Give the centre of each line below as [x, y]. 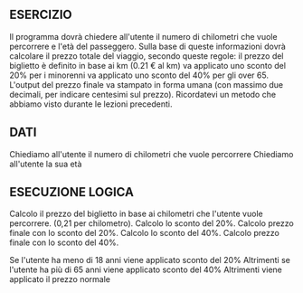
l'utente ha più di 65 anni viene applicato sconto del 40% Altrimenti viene [146, 269]
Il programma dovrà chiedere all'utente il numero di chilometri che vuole [143, 36]
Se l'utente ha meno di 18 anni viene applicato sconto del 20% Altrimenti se [150, 260]
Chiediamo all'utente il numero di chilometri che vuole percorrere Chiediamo [151, 154]
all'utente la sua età [46, 164]
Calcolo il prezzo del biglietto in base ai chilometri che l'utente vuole [137, 214]
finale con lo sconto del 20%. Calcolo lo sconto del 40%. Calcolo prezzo [145, 233]
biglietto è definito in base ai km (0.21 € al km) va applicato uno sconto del [148, 65]
